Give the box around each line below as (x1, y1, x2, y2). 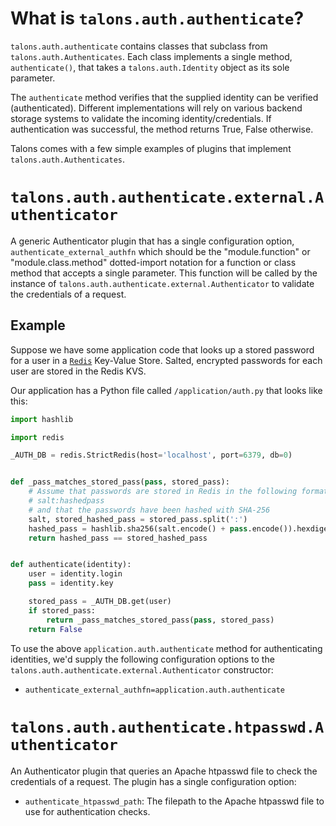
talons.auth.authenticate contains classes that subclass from (10, 40, 268, 52)
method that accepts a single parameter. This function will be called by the (10, 267, 318, 279)
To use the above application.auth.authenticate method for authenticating (10, 642, 323, 654)
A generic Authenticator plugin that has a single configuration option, (10, 235, 295, 247)
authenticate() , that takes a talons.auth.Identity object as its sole (10, 61, 290, 73)
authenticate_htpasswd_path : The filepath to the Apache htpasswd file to (24, 795, 325, 807)
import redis (10, 432, 65, 442)
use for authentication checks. (24, 805, 151, 817)
